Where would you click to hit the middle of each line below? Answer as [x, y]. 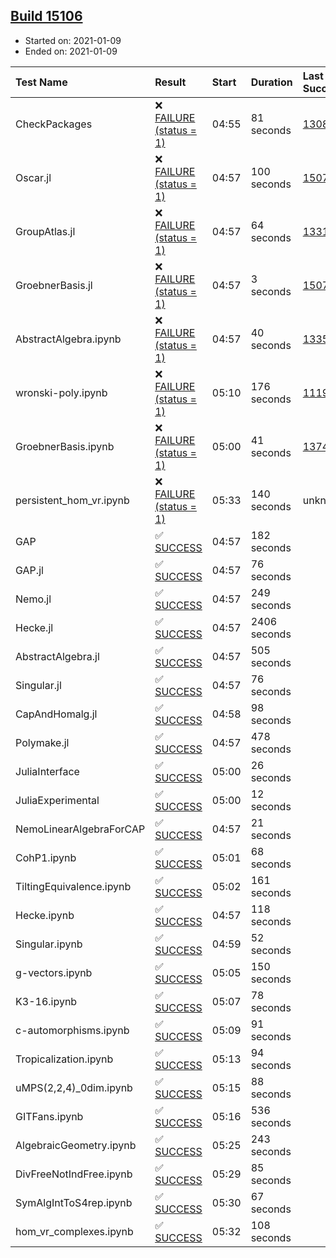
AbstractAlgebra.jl [57, 656]
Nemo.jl [33, 599]
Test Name [41, 82]
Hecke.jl [34, 627]
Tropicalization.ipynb [64, 1059]
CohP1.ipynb [46, 857]
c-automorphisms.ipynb [72, 1030]
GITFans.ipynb [49, 1116]
